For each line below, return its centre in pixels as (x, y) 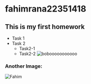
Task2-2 (27, 54)
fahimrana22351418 (46, 9)
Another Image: (24, 66)
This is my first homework (45, 27)
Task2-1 (27, 49)
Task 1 (18, 38)
